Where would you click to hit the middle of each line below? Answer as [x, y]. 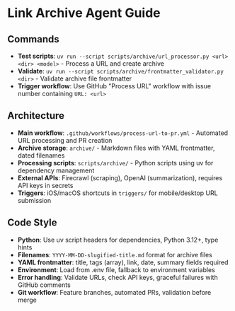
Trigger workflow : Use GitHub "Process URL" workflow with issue [114, 86]
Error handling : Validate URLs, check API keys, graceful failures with [117, 277]
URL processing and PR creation [65, 140]
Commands [34, 39]
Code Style [32, 223]
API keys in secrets [45, 185]
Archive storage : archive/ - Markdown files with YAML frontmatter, [116, 148]
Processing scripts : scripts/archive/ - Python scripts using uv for [115, 163]
